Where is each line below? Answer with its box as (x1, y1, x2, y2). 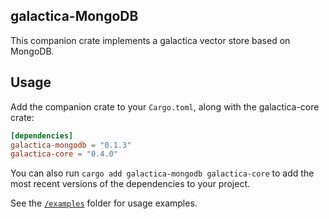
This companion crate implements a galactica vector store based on (10, 34, 291, 46)
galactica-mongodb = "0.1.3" (10, 140, 132, 150)
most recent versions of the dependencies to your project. (10, 178, 251, 190)
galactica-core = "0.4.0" (10, 149, 118, 159)
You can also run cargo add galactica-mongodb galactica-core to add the (10, 167, 315, 179)
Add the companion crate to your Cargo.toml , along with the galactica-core (10, 100, 320, 113)
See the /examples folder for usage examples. (10, 197, 198, 209)
